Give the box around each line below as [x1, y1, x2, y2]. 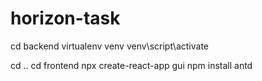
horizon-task [10, 7, 121, 30]
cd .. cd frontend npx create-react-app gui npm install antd [10, 59, 253, 71]
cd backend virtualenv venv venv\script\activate [10, 40, 209, 52]
